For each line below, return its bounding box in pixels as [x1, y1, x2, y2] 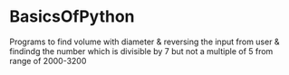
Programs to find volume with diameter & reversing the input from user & [9, 36, 280, 47]
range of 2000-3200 [9, 55, 87, 66]
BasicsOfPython [9, 6, 135, 27]
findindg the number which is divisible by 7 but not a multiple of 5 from [9, 45, 274, 56]
